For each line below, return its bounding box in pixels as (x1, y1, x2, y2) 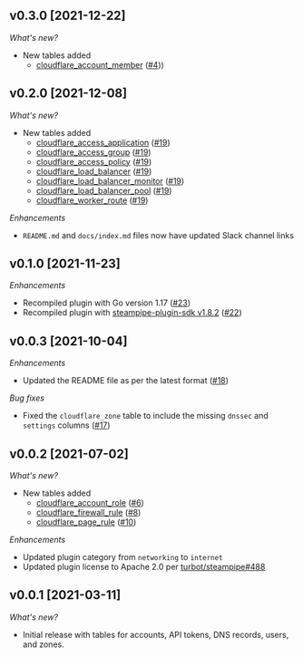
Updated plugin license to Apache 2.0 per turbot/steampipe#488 (22, 562, 266, 573)
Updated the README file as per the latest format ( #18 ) (22, 375, 230, 386)
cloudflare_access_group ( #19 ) (35, 146, 151, 158)
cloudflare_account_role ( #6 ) (35, 498, 145, 508)
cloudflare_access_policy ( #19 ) (35, 156, 152, 167)
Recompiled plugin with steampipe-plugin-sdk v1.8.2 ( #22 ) (22, 307, 242, 318)
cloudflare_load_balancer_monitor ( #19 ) (35, 175, 185, 186)
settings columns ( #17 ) (22, 420, 111, 430)
